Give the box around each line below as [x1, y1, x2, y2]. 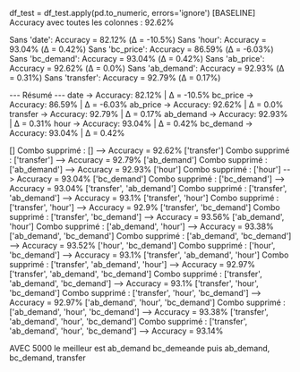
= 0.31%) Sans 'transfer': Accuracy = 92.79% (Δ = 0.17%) [9, 72, 221, 83]
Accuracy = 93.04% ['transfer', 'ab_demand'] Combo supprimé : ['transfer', [9, 183, 287, 193]
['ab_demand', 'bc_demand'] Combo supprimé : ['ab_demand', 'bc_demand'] [9, 231, 292, 241]
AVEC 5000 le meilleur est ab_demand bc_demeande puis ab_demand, [9, 343, 270, 353]
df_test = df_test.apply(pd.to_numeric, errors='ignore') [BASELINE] [9, 8, 256, 18]
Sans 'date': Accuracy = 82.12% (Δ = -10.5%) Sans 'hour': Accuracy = [9, 35, 267, 45]
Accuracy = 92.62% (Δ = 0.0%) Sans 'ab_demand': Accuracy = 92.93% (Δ [9, 63, 285, 73]
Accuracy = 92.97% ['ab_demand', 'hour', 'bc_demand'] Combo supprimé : [9, 297, 287, 308]
